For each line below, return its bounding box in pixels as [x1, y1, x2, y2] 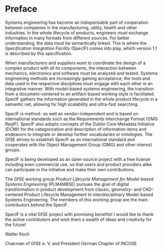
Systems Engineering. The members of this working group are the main [5, 197, 148, 202]
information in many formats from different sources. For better [5, 35, 130, 41]
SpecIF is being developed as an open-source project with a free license [5, 156, 151, 162]
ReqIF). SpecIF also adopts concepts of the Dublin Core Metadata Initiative [5, 121, 155, 127]
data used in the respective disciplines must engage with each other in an [5, 80, 153, 86]
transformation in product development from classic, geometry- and [5, 186, 142, 192]
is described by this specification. [5, 50, 73, 56]
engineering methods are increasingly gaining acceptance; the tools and [5, 75, 150, 81]
